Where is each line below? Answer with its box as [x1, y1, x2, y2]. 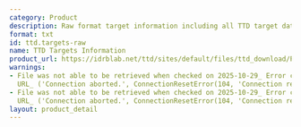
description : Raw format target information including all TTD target [9, 21, 279, 30]
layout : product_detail [9, 105, 99, 114]
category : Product [9, 13, 78, 22]
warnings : [9, 63, 47, 72]
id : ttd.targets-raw [9, 38, 87, 47]
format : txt [9, 30, 54, 38]
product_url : [9, 55, 58, 63]
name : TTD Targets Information [9, 47, 126, 55]
